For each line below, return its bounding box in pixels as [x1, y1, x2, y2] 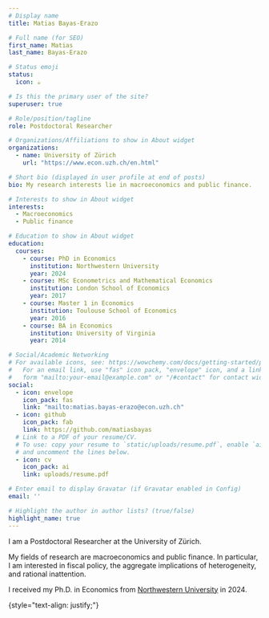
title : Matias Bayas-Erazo [8, 19, 98, 27]
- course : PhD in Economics [22, 254, 116, 262]
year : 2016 [29, 314, 66, 322]
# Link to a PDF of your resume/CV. [15, 433, 138, 441]
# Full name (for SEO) [8, 34, 84, 42]
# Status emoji [8, 63, 59, 71]
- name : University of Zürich [15, 152, 116, 160]
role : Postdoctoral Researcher [8, 122, 113, 130]
